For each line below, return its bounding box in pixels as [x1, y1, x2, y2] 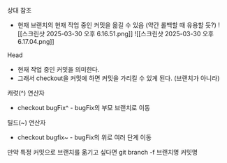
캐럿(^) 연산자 [7, 89, 45, 97]
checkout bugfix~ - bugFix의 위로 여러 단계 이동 [17, 133, 152, 141]
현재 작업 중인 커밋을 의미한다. [17, 65, 100, 73]
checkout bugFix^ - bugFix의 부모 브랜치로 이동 [17, 104, 150, 111]
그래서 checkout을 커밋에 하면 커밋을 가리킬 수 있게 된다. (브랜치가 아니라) [17, 74, 220, 82]
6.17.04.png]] [17, 38, 54, 45]
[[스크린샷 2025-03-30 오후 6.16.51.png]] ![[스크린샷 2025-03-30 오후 [17, 30, 214, 38]
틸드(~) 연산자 [7, 118, 46, 127]
